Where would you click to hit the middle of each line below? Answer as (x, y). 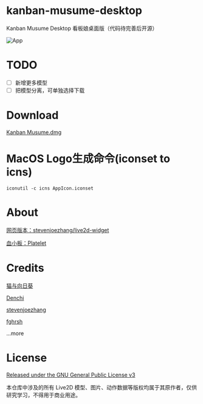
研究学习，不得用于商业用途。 (43, 395)
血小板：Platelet (26, 243)
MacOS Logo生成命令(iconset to (88, 159)
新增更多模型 (31, 82)
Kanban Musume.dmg (34, 132)
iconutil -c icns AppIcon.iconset (50, 188)
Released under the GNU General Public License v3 (71, 375)
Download (33, 115)
